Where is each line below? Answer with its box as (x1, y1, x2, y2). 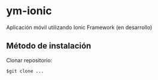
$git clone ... (6, 68, 44, 74)
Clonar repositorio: (6, 56, 53, 63)
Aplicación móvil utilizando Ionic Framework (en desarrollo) (6, 24, 153, 31)
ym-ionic (6, 4, 52, 18)
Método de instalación (6, 41, 92, 51)
